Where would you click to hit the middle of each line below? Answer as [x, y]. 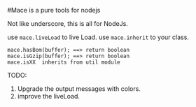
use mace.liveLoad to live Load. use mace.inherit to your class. [98, 37]
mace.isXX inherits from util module [64, 62]
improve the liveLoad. [49, 96]
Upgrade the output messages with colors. [79, 89]
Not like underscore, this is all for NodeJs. [68, 23]
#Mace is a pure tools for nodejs [54, 10]
